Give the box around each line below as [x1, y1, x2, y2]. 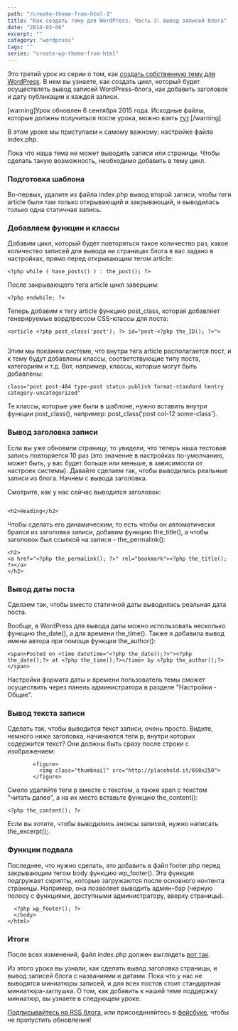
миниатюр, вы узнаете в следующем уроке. [7, 994, 141, 1003]
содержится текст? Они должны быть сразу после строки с [7, 739, 190, 748]
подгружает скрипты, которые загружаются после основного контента [7, 876, 225, 884]
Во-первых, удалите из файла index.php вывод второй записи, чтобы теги [7, 190, 232, 199]
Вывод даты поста [7, 584, 75, 594]
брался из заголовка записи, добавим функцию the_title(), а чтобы [7, 527, 209, 536]
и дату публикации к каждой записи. [7, 92, 119, 100]
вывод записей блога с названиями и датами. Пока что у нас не [7, 971, 202, 980]
